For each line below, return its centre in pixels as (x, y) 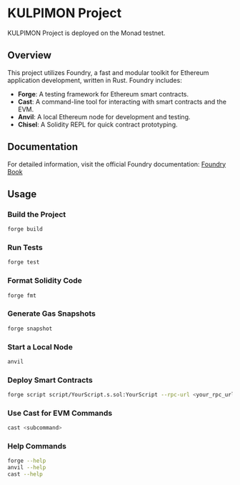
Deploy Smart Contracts (50, 380)
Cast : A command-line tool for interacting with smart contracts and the (122, 101)
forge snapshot (30, 329)
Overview (30, 55)
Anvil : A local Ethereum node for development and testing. (104, 116)
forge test (24, 262)
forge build (25, 229)
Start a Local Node (40, 346)
